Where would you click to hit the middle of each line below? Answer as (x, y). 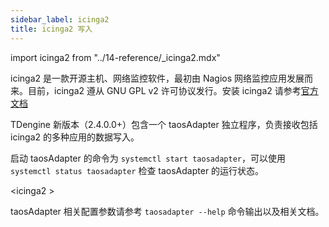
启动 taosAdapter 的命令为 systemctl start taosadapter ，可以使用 (148, 158)
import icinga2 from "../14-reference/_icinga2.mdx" (115, 57)
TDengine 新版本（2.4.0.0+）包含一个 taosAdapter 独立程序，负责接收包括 (164, 124)
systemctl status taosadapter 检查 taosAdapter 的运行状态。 (137, 170)
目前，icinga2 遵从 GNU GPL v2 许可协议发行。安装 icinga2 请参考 (164, 90)
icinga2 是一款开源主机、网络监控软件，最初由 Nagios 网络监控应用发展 (157, 78)
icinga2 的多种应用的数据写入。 (75, 137)
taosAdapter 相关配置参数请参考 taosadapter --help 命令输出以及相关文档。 (167, 211)
